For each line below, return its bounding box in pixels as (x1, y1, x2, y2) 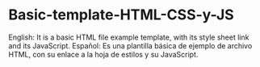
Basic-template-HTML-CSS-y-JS (8, 6, 234, 24)
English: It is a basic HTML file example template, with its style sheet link (8, 32, 250, 42)
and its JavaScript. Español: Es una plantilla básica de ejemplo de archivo (8, 40, 253, 50)
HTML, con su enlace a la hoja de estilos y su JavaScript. (8, 49, 199, 59)
